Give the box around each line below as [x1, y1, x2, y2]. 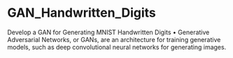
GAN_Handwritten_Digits [7, 5, 156, 21]
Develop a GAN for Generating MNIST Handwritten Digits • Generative [7, 28, 210, 36]
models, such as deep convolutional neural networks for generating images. [7, 43, 227, 51]
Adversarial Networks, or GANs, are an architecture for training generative [7, 35, 221, 43]
